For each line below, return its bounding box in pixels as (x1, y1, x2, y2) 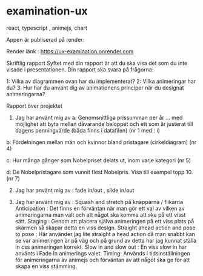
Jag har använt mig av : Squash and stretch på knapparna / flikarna (15, 198, 184, 205)
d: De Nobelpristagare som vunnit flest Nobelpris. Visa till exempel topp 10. (6, 168, 193, 176)
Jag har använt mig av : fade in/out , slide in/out (15, 186, 135, 194)
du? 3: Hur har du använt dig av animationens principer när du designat (6, 84, 184, 91)
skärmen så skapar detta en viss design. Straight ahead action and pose (15, 224, 196, 231)
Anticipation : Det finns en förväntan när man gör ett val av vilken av (15, 205, 185, 212)
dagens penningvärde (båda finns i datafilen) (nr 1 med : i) (15, 126, 161, 134)
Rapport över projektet (6, 102, 62, 110)
